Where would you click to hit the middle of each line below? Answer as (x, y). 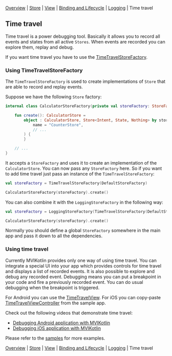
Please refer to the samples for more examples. (55, 338)
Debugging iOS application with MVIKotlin (57, 328)
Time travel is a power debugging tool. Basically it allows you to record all (83, 36)
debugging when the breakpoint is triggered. (52, 287)
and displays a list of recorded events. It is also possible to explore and (80, 271)
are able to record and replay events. (44, 87)
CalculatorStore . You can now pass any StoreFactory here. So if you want (84, 168)
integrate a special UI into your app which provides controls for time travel (83, 265)
